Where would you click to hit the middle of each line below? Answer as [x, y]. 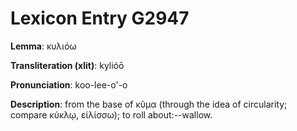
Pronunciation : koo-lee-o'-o [69, 84]
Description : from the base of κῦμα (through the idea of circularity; [149, 104]
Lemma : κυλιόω [43, 46]
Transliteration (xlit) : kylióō [67, 65]
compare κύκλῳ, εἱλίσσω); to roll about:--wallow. [111, 114]
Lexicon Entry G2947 [100, 18]
